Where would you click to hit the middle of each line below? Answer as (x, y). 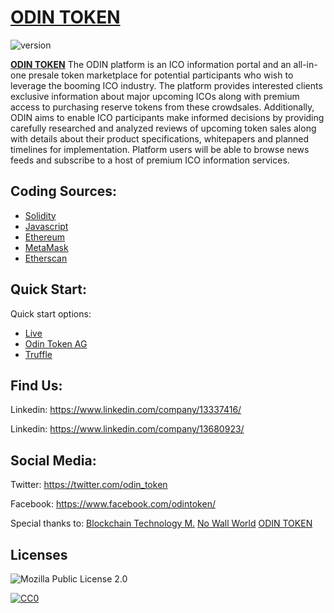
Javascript (46, 226)
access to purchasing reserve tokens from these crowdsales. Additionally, (162, 107)
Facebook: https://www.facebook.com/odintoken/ (113, 504)
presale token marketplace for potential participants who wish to (161, 75)
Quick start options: (51, 313)
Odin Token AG (56, 343)
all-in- (305, 64)
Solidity (40, 215)
